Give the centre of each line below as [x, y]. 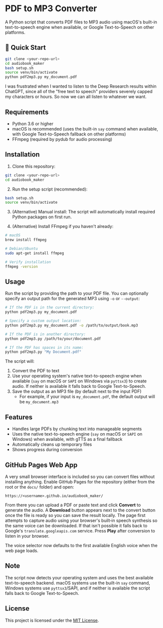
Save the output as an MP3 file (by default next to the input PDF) [77, 391]
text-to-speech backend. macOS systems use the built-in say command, [78, 583]
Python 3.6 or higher [33, 124]
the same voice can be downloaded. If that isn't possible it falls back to [76, 525]
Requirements [27, 112]
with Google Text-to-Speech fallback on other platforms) [69, 134]
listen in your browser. [27, 536]
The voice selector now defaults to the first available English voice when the [81, 545]
